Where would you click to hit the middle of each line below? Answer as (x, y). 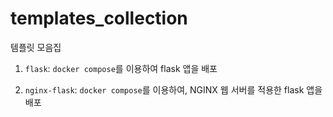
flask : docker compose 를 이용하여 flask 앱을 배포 (121, 68)
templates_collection (99, 18)
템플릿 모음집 (36, 47)
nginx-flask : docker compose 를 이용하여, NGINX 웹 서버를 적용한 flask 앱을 (173, 89)
